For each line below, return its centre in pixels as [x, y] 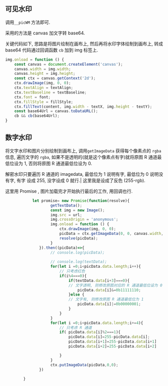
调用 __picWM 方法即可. [28, 22]
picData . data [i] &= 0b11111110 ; [109, 290]
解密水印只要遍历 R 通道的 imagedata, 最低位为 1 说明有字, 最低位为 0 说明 [82, 174]
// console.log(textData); [79, 262]
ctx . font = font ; [33, 97]
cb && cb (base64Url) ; [37, 116]
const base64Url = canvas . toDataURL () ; [56, 111]
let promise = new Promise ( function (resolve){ [81, 201]
